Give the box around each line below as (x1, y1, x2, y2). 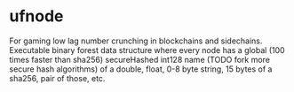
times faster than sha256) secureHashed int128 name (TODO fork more (9, 54, 271, 65)
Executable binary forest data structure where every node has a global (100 (9, 44, 286, 55)
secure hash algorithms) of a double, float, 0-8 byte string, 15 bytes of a (9, 64, 273, 74)
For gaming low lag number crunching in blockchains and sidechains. (9, 35, 263, 46)
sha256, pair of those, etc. (9, 73, 106, 83)
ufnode (9, 6, 64, 27)
